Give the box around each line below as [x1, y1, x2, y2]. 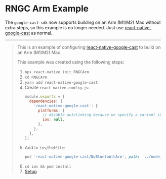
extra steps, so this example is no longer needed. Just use [5, 24, 124, 30]
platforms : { [38, 108, 65, 113]
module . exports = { [24, 94, 65, 99]
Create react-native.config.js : [24, 84, 90, 90]
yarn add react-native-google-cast [24, 80, 98, 85]
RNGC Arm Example [5, 3, 89, 14]
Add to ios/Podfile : [24, 144, 65, 150]
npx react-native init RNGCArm [24, 69, 89, 74]
